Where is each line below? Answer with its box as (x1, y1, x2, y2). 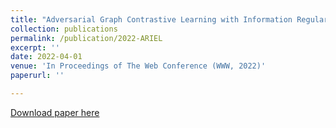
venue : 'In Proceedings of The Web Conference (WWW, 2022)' (10, 61, 267, 71)
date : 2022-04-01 (10, 52, 83, 62)
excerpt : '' (10, 42, 60, 53)
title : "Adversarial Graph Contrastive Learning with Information (10, 14, 293, 25)
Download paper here (10, 106, 100, 118)
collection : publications (10, 24, 118, 34)
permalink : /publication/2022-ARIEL (10, 33, 163, 43)
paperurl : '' (10, 71, 65, 81)
